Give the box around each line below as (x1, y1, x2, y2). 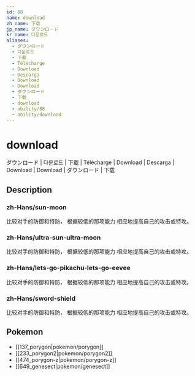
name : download (6, 15, 45, 21)
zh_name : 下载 (6, 20, 41, 26)
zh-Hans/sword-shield (6, 294, 76, 303)
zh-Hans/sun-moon (6, 203, 67, 211)
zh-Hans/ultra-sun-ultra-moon (6, 233, 101, 242)
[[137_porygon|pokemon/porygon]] (15, 343, 104, 350)
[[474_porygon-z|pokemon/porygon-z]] (15, 356, 117, 363)
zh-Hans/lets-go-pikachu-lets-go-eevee (6, 264, 131, 273)
